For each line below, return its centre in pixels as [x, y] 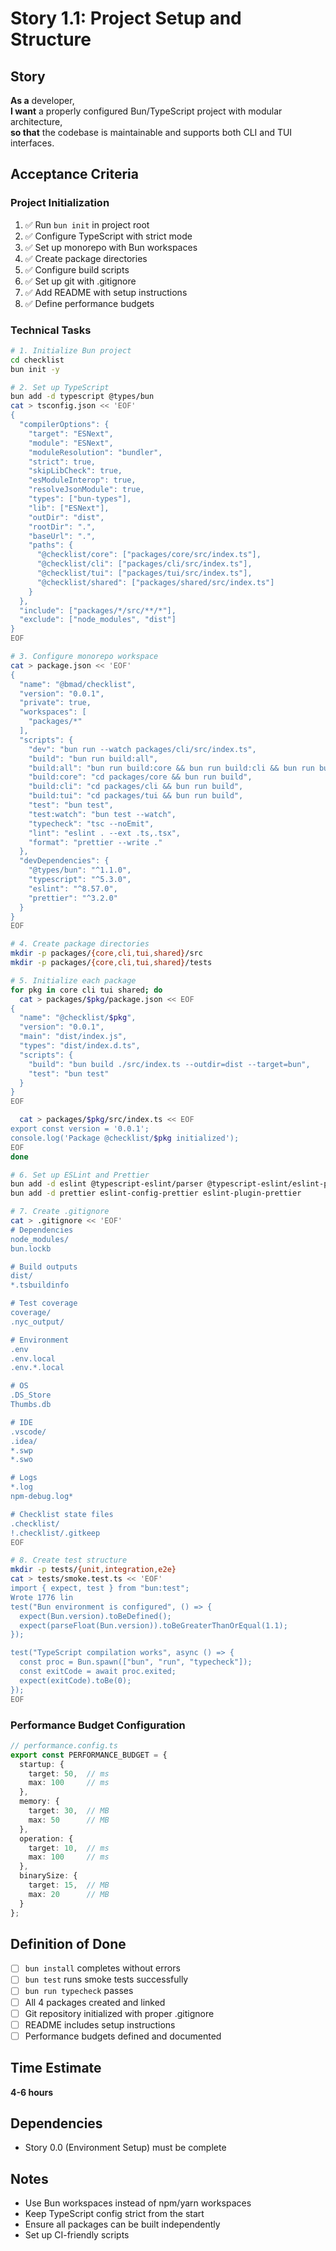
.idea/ [24, 1441]
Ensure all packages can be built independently [122, 2224]
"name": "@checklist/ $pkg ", [78, 1018]
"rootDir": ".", [62, 527]
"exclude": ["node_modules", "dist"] [98, 620]
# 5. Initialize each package [73, 980]
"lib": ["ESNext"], [69, 508]
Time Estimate [56, 2068]
